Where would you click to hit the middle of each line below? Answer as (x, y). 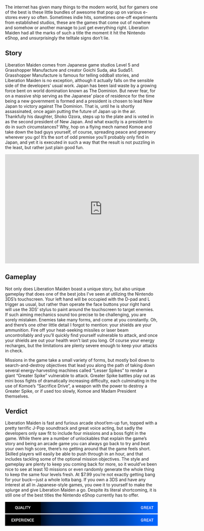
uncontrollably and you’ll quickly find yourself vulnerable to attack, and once (81, 335)
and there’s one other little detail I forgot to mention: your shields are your (78, 325)
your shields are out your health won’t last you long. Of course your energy (80, 340)
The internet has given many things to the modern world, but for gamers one (81, 7)
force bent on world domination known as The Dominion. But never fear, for (80, 91)
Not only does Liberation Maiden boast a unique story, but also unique (75, 289)
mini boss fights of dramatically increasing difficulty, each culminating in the (81, 381)
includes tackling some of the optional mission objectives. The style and (77, 459)
